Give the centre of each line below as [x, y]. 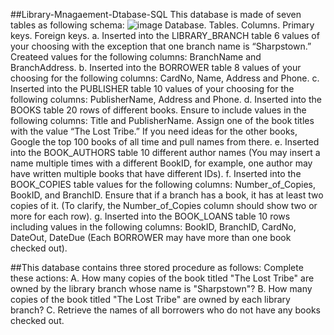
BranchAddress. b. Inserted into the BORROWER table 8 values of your [156, 67]
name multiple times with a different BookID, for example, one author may [161, 163]
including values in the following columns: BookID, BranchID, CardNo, [153, 227]
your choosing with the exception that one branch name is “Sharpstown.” [161, 46]
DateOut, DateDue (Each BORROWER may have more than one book [151, 237]
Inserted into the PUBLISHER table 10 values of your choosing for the [152, 88]
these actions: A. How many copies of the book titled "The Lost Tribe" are [162, 278]
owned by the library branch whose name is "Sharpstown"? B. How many [161, 288]
